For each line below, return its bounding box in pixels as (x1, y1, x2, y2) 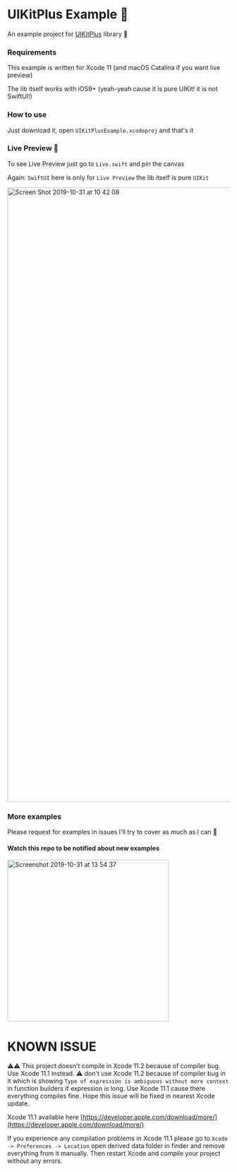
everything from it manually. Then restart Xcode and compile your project (7, 1149, 221, 1158)
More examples (7, 812, 62, 822)
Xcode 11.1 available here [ (7, 1113, 83, 1122)
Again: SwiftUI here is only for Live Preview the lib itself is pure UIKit (7, 173, 209, 182)
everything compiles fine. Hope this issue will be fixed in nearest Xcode (7, 1091, 215, 1101)
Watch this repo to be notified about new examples (7, 844, 160, 852)
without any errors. (7, 1156, 63, 1165)
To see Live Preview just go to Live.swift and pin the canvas (7, 159, 185, 168)
